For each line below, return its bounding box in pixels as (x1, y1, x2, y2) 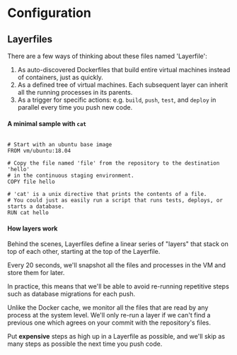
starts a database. (7, 203, 65, 210)
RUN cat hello (7, 209, 50, 216)
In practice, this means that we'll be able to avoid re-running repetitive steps (7, 282, 230, 291)
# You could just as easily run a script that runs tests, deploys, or (7, 197, 223, 204)
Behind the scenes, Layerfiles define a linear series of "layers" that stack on (7, 240, 229, 248)
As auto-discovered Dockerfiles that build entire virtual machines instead (17, 66, 231, 74)
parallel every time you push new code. (17, 103, 133, 111)
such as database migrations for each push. (7, 290, 136, 298)
